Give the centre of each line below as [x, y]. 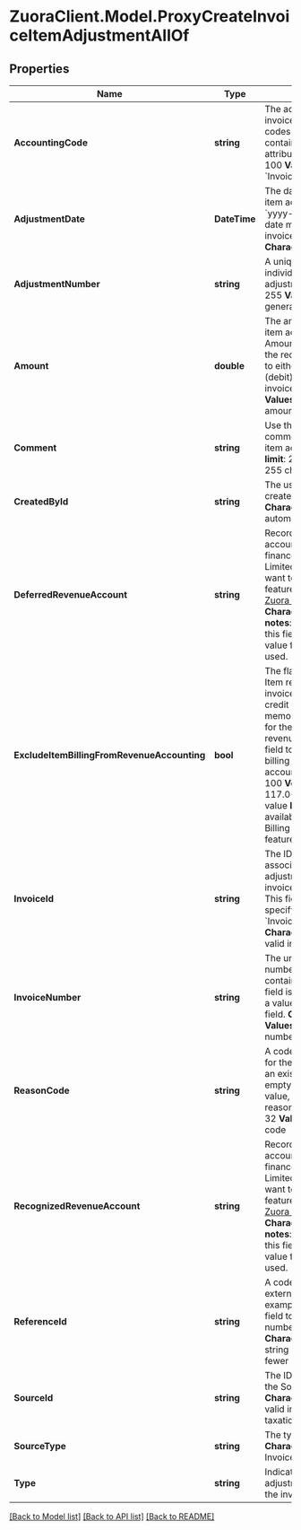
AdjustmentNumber [57, 284]
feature [279, 839]
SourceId [34, 1398]
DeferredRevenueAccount [71, 595]
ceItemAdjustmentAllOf [99, 35]
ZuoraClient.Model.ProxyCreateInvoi [150, 17]
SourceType [40, 1446]
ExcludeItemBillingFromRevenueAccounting [110, 755]
